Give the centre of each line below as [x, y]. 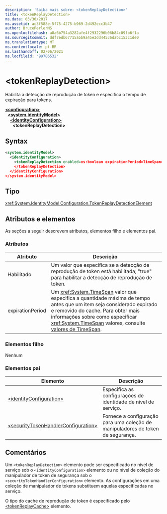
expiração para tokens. [29, 100]
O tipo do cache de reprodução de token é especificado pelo [68, 501]
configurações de [123, 395]
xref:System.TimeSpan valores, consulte [98, 323]
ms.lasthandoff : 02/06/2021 [34, 51]
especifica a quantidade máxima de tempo [101, 298]
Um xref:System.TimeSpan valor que [94, 292]
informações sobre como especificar [94, 317]
